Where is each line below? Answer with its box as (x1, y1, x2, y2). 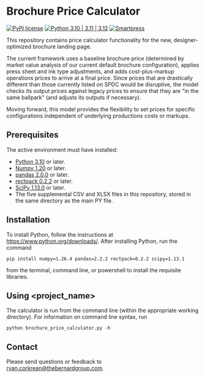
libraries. (6, 273, 29, 280)
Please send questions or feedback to (6, 358, 102, 365)
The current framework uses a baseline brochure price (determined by (6, 54, 185, 62)
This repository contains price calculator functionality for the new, (6, 36, 173, 43)
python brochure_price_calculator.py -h (6, 325, 111, 332)
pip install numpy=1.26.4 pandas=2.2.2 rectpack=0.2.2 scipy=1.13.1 (6, 256, 185, 262)
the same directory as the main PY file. (15, 197, 113, 204)
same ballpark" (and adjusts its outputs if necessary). (6, 94, 141, 101)
